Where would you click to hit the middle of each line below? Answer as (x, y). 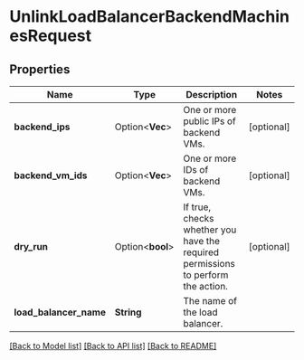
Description (211, 95)
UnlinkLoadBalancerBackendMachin (149, 17)
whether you (210, 230)
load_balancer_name (60, 312)
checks (199, 218)
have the (201, 241)
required (201, 252)
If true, (197, 207)
